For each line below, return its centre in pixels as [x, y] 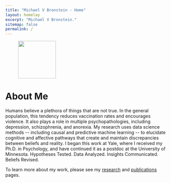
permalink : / [19, 29]
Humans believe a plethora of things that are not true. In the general [77, 111]
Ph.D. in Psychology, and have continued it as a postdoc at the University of [85, 149]
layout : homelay [23, 15]
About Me [27, 97]
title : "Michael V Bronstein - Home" [46, 10]
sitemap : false [22, 24]
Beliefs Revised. [22, 160]
